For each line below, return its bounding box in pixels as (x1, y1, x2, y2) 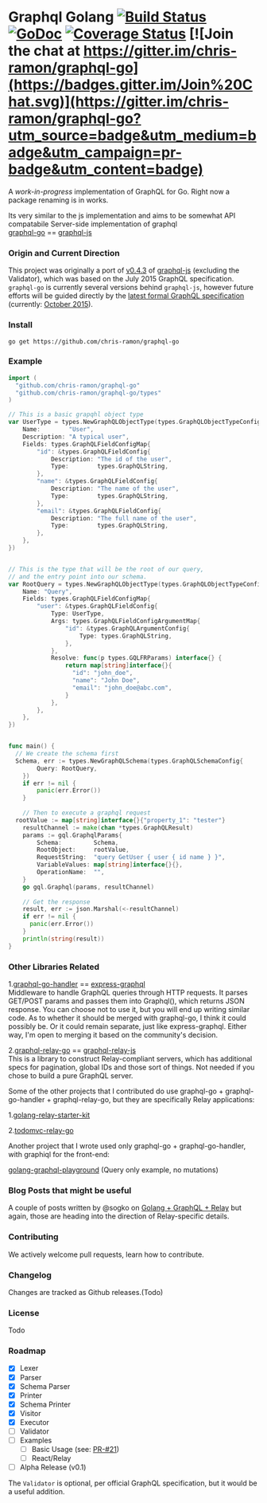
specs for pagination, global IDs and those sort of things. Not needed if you (8, 1062, 255, 1072)
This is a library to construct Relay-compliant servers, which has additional (8, 1054, 253, 1063)
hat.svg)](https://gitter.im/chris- (8, 92, 229, 111)
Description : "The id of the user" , (50, 455, 172, 463)
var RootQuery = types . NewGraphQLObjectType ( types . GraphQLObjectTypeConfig (8, 580, 265, 588)
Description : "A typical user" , (22, 433, 130, 441)
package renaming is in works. (8, 195, 109, 205)
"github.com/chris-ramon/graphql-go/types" (15, 389, 161, 397)
